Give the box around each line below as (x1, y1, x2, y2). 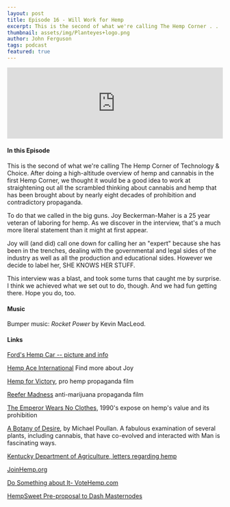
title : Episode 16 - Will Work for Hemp (7, 16, 125, 23)
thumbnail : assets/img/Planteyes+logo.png (7, 29, 130, 36)
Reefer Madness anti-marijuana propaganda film (7, 391, 144, 399)
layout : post (7, 10, 44, 17)
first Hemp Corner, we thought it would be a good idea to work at (7, 176, 191, 185)
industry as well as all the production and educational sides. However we (7, 254, 213, 262)
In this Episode (7, 147, 50, 155)
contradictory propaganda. (7, 198, 84, 206)
